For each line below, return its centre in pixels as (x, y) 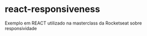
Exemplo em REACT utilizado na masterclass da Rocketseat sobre (73, 23)
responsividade (21, 28)
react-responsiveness (52, 9)
